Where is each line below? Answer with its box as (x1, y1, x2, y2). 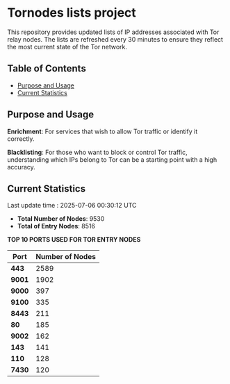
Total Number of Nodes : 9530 (17, 215, 105, 223)
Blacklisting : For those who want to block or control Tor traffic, (7, 148, 188, 156)
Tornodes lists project (7, 5, 137, 21)
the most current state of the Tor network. (7, 42, 127, 51)
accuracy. (7, 162, 36, 171)
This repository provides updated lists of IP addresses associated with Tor (7, 28, 220, 36)
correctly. (7, 134, 35, 143)
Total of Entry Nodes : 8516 (17, 222, 96, 231)
